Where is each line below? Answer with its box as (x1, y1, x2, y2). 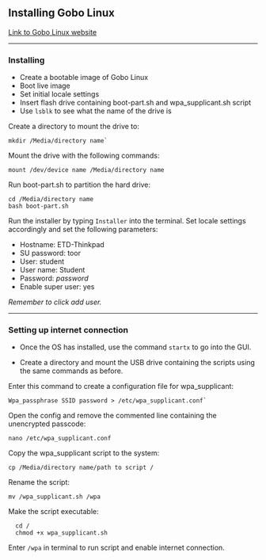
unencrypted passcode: (8, 419, 86, 429)
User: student (19, 257, 65, 266)
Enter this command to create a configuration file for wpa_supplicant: (8, 382, 234, 391)
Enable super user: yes (19, 282, 95, 291)
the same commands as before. (19, 366, 123, 375)
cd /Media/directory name (8, 196, 93, 204)
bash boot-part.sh (8, 202, 69, 211)
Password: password (19, 273, 89, 284)
